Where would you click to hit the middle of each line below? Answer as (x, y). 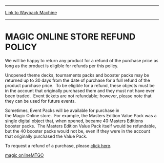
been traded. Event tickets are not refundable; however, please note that (78, 96)
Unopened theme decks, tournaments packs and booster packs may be (77, 75)
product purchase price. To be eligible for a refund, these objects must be (80, 85)
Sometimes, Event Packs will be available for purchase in (62, 110)
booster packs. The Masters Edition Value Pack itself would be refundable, (81, 126)
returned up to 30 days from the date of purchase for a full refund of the (78, 80)
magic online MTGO (24, 155)
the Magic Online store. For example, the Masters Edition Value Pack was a (81, 115)
